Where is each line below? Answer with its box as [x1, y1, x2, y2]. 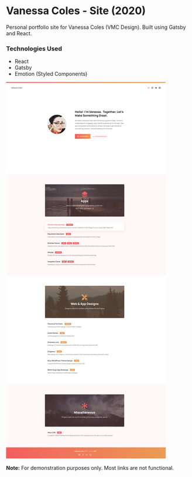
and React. [6, 29, 32, 36]
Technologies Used [6, 44, 63, 52]
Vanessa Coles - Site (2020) [6, 4, 146, 18]
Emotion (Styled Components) [14, 71, 88, 78]
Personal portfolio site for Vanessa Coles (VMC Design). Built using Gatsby [6, 24, 186, 31]
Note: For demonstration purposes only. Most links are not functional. [6, 465, 174, 472]
